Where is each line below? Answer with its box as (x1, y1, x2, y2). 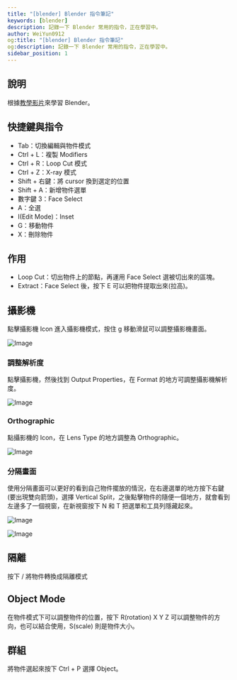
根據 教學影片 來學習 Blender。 (7, 98, 94, 106)
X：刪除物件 (17, 230, 54, 238)
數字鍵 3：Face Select (17, 194, 83, 203)
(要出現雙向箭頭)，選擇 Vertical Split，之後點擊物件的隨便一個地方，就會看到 (7, 493, 230, 501)
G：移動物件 (17, 221, 54, 229)
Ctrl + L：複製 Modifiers (17, 150, 88, 158)
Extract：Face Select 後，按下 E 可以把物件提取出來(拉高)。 (17, 282, 192, 290)
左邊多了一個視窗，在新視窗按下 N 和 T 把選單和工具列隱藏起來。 (7, 502, 197, 510)
